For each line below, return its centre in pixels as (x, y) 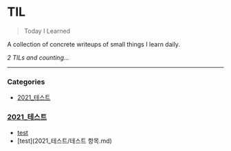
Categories (26, 82)
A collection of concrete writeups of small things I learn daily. (94, 44)
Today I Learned (47, 31)
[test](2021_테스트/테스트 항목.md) (64, 141)
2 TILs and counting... (38, 57)
